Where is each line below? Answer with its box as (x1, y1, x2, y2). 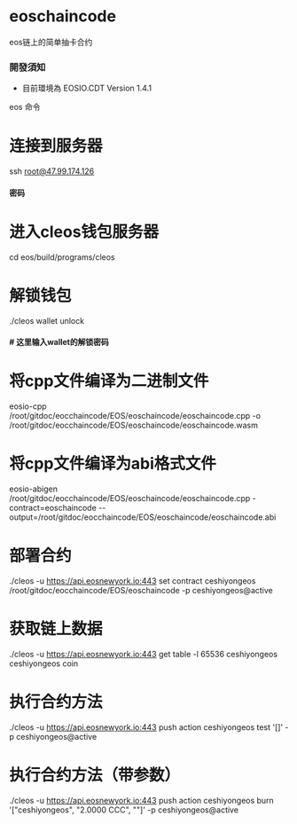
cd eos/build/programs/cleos (9, 251, 115, 263)
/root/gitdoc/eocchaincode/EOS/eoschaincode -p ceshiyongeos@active (9, 585, 273, 596)
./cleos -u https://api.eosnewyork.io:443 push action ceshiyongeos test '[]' (9, 721, 284, 733)
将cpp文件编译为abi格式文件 (9, 454, 217, 474)
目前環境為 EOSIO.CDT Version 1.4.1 (21, 82, 152, 94)
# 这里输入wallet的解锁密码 (9, 337, 109, 348)
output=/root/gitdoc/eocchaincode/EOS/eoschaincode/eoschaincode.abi (9, 512, 277, 522)
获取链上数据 (9, 619, 104, 640)
